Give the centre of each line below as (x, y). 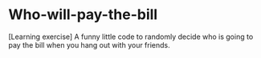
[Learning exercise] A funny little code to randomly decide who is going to (131, 37)
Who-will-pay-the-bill (83, 15)
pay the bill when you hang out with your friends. (89, 44)
